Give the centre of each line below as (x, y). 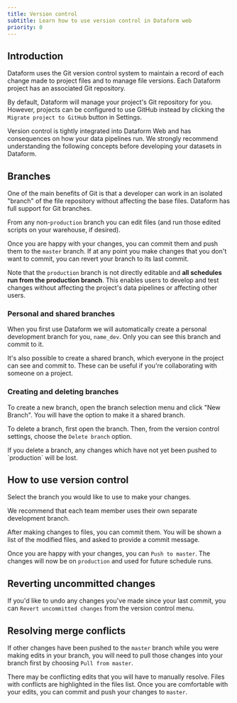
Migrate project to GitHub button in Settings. (75, 118)
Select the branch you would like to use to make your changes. (99, 497)
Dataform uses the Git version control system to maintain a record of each (116, 73)
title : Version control (43, 14)
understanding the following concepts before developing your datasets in (115, 146)
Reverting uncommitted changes (82, 584)
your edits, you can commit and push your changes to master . (98, 692)
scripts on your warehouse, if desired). (64, 230)
